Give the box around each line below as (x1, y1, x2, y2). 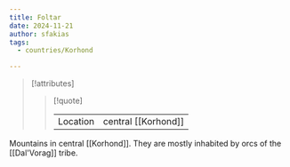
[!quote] (52, 95, 83, 107)
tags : (9, 37, 29, 47)
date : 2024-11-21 (9, 21, 74, 30)
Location (57, 115, 95, 128)
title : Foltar (9, 12, 62, 22)
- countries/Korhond (17, 46, 93, 55)
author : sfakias (9, 29, 69, 38)
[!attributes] (30, 78, 75, 89)
